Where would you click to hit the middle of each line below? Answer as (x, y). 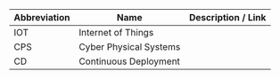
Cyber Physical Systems (130, 47)
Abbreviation (42, 17)
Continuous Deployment (130, 61)
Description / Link (227, 17)
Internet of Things (116, 32)
